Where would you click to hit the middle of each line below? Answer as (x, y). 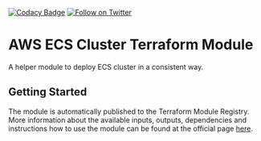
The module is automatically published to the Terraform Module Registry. (129, 111)
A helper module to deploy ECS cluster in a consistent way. (106, 66)
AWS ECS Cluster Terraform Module (131, 45)
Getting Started (48, 92)
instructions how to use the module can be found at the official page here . (131, 128)
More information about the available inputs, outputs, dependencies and (128, 119)
